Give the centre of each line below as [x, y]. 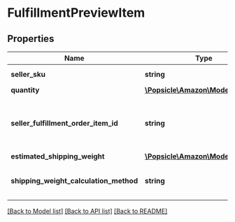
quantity [25, 90]
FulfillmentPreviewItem [76, 13]
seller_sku [28, 74]
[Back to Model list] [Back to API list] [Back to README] [87, 211]
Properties [31, 39]
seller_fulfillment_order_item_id [64, 123]
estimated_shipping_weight [58, 156]
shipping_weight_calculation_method [74, 181]
